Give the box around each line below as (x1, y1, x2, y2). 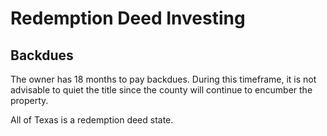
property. (10, 95, 49, 106)
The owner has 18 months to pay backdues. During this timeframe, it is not (10, 73, 317, 85)
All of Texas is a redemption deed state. (10, 114, 174, 126)
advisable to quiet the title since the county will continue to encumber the (10, 84, 313, 96)
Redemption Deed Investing (10, 7, 246, 30)
